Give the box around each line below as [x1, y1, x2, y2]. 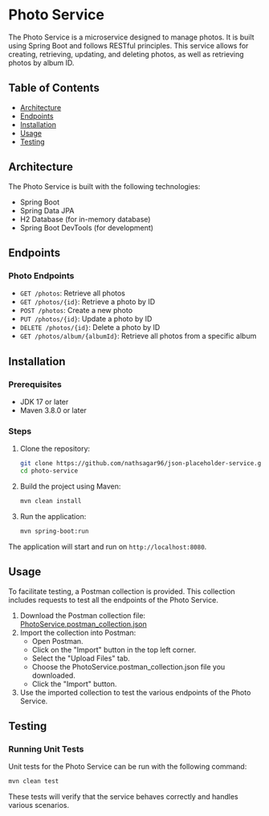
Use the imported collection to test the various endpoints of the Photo [19, 687, 251, 697]
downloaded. [31, 670, 76, 680]
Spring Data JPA [19, 205, 75, 215]
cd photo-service [19, 467, 79, 476]
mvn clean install [19, 497, 82, 505]
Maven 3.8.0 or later [19, 405, 87, 415]
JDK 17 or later [19, 397, 69, 406]
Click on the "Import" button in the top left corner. [31, 645, 197, 654]
